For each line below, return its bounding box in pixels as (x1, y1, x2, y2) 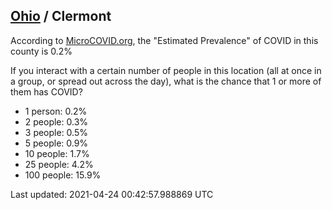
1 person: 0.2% (24, 105, 88, 117)
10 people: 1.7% (24, 147, 90, 159)
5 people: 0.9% (24, 137, 89, 149)
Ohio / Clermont (10, 8, 112, 25)
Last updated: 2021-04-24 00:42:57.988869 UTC (10, 188, 214, 200)
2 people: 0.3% (24, 115, 89, 128)
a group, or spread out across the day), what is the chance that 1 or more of (10, 75, 322, 87)
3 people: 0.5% (24, 126, 88, 138)
